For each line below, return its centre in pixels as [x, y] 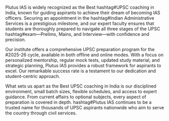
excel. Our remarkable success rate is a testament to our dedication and [81, 71]
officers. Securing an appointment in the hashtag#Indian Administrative [80, 18]
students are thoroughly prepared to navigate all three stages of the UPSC [83, 29]
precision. [16, 39]
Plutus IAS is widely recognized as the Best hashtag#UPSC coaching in [80, 7]
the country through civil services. [41, 113]
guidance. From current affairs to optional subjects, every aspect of [76, 97]
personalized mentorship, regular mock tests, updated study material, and [82, 60]
